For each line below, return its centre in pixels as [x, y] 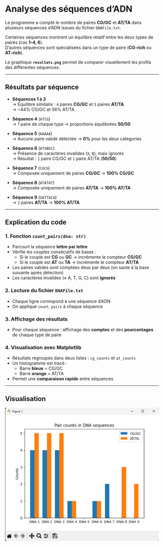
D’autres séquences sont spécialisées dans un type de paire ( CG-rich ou [78, 47]
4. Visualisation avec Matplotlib [43, 347]
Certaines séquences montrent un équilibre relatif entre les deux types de [79, 37]
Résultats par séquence [42, 87]
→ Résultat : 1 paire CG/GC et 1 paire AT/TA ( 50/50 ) [64, 158]
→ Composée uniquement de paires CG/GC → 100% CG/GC [73, 173]
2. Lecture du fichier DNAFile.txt [44, 290]
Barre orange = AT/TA [41, 374]
